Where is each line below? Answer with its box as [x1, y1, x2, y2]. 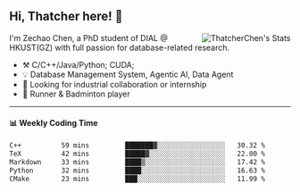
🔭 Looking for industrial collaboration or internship [21, 79, 207, 89]
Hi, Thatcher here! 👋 [9, 9, 123, 24]
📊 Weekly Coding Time [9, 118, 98, 129]
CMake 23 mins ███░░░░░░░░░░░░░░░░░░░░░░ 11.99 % [9, 174, 266, 183]
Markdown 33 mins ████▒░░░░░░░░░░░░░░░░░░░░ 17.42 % [9, 157, 266, 166]
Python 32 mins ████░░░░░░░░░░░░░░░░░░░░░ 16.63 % [9, 166, 266, 175]
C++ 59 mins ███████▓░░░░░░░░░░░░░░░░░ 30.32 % [9, 141, 266, 150]
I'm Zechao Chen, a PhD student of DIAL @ [9, 32, 168, 43]
